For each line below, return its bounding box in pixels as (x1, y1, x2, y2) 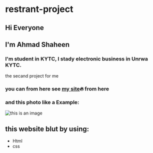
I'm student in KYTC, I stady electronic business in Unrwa (5, 55, 148, 62)
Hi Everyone (5, 23, 44, 32)
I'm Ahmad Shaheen (5, 40, 70, 48)
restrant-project (5, 3, 73, 15)
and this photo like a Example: (5, 99, 79, 106)
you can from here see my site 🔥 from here (5, 85, 109, 92)
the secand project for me (5, 73, 59, 79)
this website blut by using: (5, 124, 89, 133)
